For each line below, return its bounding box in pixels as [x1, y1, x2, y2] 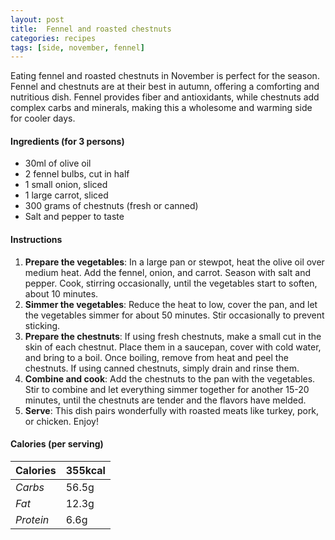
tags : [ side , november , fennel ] [10, 42, 145, 53]
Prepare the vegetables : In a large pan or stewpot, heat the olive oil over [24, 256, 325, 268]
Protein [15, 512, 50, 526]
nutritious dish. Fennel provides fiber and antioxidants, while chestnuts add [10, 91, 320, 103]
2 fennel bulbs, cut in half [24, 168, 130, 180]
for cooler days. [10, 112, 76, 125]
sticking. [24, 319, 61, 331]
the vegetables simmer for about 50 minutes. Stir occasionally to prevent [24, 309, 325, 321]
